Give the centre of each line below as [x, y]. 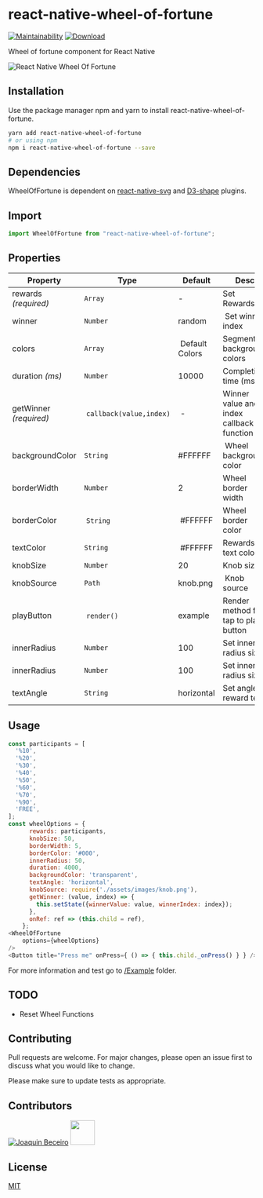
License [28, 1167]
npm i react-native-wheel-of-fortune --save [82, 148]
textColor [29, 547]
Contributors [40, 1106]
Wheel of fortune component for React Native [81, 51]
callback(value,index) [128, 413]
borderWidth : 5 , [55, 846]
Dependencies [44, 172]
